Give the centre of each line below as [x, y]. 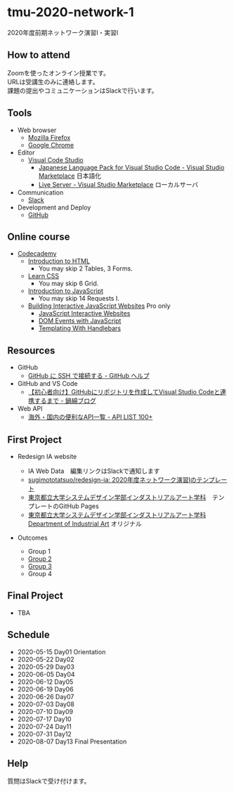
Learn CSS [44, 276]
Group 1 [39, 551]
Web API [30, 409]
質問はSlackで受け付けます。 [49, 781]
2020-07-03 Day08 [46, 704]
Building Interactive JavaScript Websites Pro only [99, 306]
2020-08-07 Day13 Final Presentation [72, 741]
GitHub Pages [79, 506]
